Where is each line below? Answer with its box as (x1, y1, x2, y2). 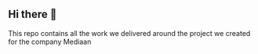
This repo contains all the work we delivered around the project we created (8, 28, 251, 38)
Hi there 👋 (8, 8, 57, 21)
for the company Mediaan (8, 37, 92, 46)
